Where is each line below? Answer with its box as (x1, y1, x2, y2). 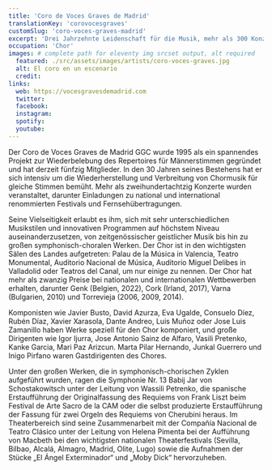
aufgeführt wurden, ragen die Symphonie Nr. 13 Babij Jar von (8, 374, 213, 385)
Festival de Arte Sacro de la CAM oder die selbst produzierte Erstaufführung (8, 400, 263, 410)
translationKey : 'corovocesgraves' (8, 19, 129, 28)
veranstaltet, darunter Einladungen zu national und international (8, 190, 221, 199)
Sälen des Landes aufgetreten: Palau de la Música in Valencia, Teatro (8, 249, 239, 258)
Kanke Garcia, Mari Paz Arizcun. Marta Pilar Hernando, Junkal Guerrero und (8, 342, 261, 352)
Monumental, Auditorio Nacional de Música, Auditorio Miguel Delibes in (8, 257, 247, 267)
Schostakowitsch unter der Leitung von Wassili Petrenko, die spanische (8, 383, 247, 393)
